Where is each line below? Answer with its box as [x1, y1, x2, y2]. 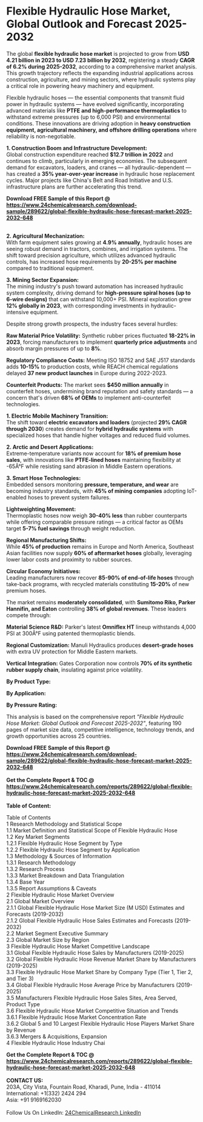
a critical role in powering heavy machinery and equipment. [6, 82, 155, 89]
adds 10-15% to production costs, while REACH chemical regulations [6, 362, 179, 370]
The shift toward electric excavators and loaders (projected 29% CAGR [6, 418, 187, 426]
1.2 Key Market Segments [6, 833, 70, 840]
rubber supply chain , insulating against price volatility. [6, 666, 143, 673]
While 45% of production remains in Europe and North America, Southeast [6, 543, 194, 550]
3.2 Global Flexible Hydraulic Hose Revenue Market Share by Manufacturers [6, 955, 196, 963]
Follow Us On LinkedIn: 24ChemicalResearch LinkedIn [6, 1109, 141, 1116]
